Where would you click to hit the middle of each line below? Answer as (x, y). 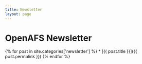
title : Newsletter (24, 9)
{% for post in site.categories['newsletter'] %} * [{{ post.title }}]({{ (71, 51)
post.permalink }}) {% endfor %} (38, 57)
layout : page (18, 14)
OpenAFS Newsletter (49, 38)
